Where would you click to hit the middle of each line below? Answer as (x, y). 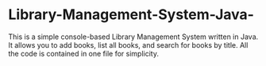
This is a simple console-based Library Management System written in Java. (133, 37)
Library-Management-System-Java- (131, 15)
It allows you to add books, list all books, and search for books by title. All (128, 45)
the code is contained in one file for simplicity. (83, 53)
